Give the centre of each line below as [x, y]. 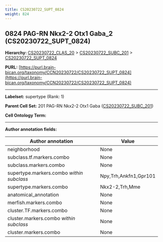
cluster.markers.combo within [41, 218]
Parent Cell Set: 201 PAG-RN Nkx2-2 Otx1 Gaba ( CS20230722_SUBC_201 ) [79, 106]
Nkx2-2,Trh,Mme [120, 187]
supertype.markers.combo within [45, 173]
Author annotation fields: [31, 129]
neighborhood [24, 150]
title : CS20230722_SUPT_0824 [34, 9]
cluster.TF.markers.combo [38, 211]
